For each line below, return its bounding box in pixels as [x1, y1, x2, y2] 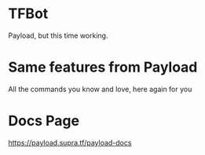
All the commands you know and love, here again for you [8, 84, 192, 94]
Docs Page [8, 112, 80, 130]
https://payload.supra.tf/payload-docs [8, 138, 132, 147]
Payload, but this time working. [8, 31, 108, 40]
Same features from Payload [8, 58, 198, 76]
